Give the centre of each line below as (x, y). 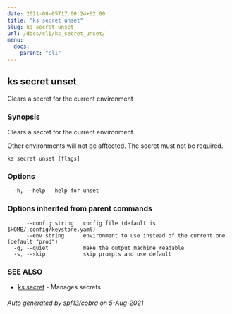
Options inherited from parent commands (80, 208)
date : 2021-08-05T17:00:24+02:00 (56, 14)
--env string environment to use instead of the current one (126, 235)
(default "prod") (33, 241)
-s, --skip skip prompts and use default (93, 254)
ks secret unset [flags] (44, 158)
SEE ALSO (25, 272)
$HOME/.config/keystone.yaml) (52, 230)
